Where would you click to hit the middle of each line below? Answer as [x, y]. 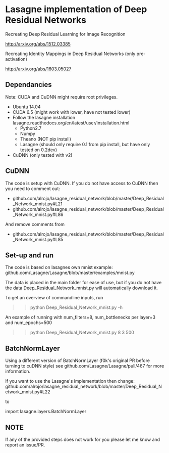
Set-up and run [30, 255]
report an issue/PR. [25, 445]
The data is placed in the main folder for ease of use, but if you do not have [83, 283]
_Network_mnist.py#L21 [37, 204]
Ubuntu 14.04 [26, 107]
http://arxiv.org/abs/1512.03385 [38, 43]
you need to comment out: [33, 189]
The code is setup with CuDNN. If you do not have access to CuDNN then [82, 183]
